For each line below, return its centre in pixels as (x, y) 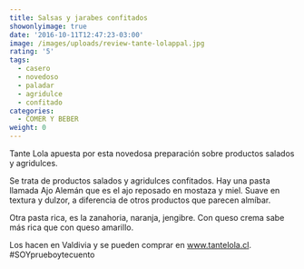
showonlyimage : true (49, 26)
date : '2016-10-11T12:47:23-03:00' (77, 35)
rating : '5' (32, 52)
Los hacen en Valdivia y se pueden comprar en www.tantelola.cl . (131, 245)
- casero (34, 69)
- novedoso (38, 77)
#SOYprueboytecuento (52, 254)
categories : (32, 111)
